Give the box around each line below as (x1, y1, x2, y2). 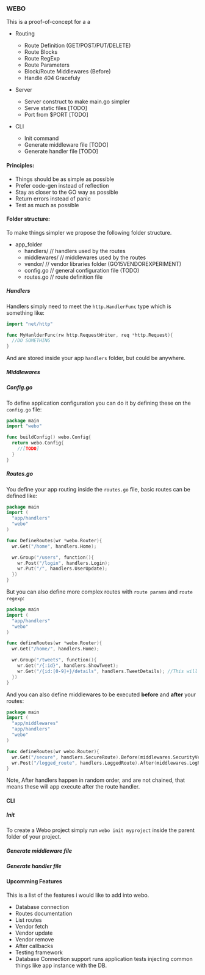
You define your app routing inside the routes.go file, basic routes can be (6, 485, 191, 493)
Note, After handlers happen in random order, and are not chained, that (6, 776, 185, 784)
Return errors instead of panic (15, 194, 91, 202)
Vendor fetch (15, 922, 49, 930)
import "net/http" (6, 321, 53, 327)
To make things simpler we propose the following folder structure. (6, 229, 172, 236)
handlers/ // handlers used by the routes (24, 247, 126, 254)
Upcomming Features (6, 878, 62, 885)
